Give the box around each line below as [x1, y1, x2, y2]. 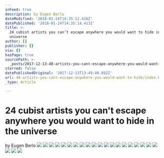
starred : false [5, 66, 36, 71]
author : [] [5, 39, 27, 44]
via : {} [5, 48, 21, 53]
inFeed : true [5, 7, 32, 12]
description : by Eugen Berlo [5, 12, 64, 17]
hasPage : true [5, 52, 34, 58]
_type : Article [5, 79, 36, 84]
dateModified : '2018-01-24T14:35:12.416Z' [5, 16, 93, 21]
